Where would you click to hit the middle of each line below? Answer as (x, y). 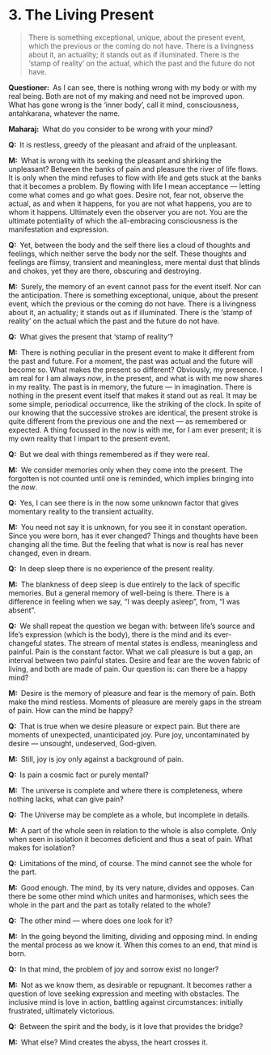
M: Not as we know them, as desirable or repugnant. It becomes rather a (130, 985)
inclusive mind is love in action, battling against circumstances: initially (126, 1002)
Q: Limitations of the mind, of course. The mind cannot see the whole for (130, 863)
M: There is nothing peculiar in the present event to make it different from (131, 352)
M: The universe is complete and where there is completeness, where (125, 790)
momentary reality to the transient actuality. (81, 511)
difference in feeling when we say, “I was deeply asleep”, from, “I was (124, 601)
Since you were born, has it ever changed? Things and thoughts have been (133, 536)
